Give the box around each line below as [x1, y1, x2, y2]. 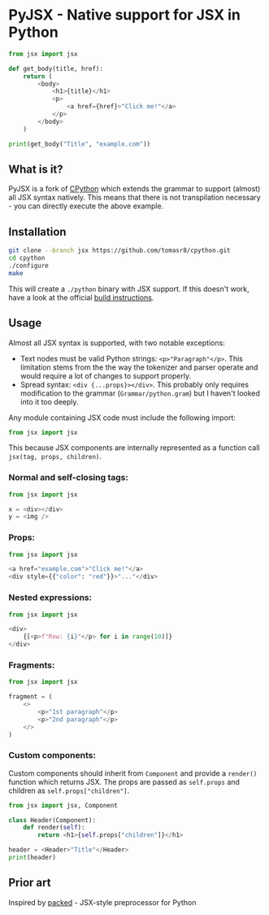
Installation [8, 225, 67, 239]
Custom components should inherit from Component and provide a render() [8, 768, 258, 778]
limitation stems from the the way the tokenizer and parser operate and [20, 362, 258, 372]
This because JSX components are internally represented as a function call [8, 443, 260, 453]
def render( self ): [23, 824, 85, 832]
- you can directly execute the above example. [8, 201, 164, 211]
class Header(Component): [8, 816, 96, 824]
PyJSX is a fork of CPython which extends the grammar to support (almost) [8, 184, 261, 194]
